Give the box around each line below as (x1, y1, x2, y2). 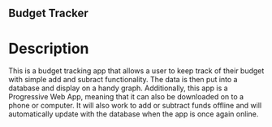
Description (8, 39, 89, 58)
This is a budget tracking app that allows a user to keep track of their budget (8, 66, 265, 76)
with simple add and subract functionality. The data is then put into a (8, 75, 238, 85)
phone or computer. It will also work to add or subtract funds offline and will (8, 101, 262, 111)
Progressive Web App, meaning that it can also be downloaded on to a (8, 92, 244, 102)
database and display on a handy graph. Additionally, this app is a (8, 83, 229, 93)
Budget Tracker (8, 7, 89, 20)
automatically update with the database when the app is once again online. (8, 109, 259, 119)
